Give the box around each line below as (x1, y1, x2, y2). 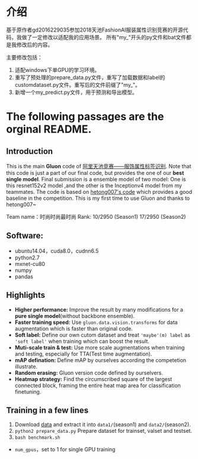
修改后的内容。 (16, 41, 53, 48)
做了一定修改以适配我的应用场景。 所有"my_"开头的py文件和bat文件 (21, 33, 187, 40)
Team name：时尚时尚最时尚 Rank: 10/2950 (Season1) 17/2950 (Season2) (6, 213, 186, 220)
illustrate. (14, 363, 37, 370)
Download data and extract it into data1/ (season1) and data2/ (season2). (14, 421, 191, 428)
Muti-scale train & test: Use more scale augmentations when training (14, 344, 185, 351)
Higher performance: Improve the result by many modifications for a (14, 306, 184, 313)
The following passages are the (6, 110, 164, 124)
